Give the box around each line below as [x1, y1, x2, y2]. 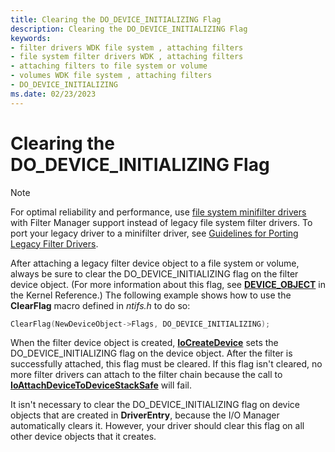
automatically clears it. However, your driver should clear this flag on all [10, 420, 305, 432]
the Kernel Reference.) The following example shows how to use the [10, 289, 292, 301]
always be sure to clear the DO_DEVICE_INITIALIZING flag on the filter [10, 267, 299, 280]
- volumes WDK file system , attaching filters [10, 71, 213, 81]
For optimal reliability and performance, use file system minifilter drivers [10, 206, 307, 218]
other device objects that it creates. [10, 431, 157, 443]
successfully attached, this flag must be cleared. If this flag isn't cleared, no [10, 358, 323, 370]
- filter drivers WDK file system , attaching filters [10, 42, 244, 53]
